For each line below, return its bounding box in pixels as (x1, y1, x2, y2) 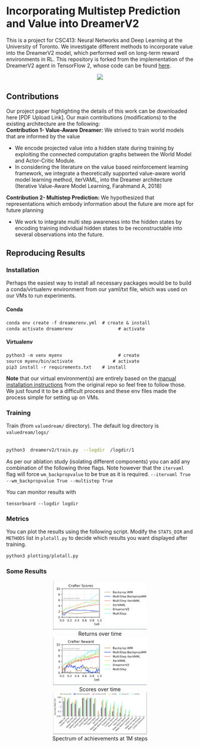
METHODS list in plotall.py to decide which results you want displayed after (6, 534, 188, 542)
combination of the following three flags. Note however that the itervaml (6, 464, 185, 471)
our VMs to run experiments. (6, 292, 76, 299)
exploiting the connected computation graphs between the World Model (14, 150, 192, 157)
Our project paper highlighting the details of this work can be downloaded (6, 107, 187, 115)
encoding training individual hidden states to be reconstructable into (14, 224, 183, 231)
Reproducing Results (6, 248, 86, 258)
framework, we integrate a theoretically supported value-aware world (14, 169, 186, 177)
